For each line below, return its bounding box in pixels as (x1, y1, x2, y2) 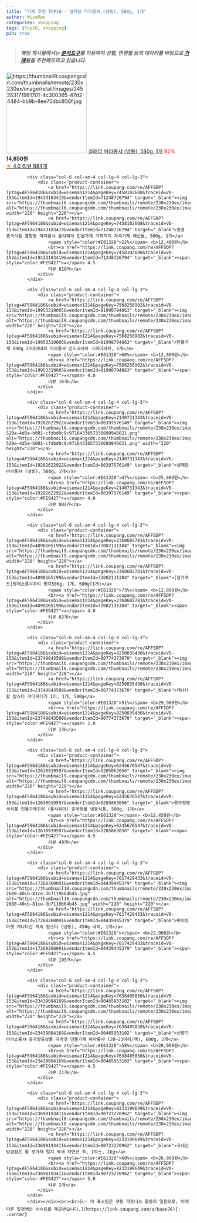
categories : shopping (6, 19, 59, 25)
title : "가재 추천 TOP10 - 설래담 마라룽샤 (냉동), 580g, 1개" (6, 8, 147, 15)
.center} (6, 1212, 28, 1218)
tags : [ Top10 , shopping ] (6, 25, 67, 31)
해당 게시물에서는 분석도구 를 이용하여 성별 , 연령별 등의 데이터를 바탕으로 (20, 49, 184, 57)
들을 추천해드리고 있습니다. (25, 57, 87, 64)
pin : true (6, 31, 30, 36)
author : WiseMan (6, 14, 46, 20)
